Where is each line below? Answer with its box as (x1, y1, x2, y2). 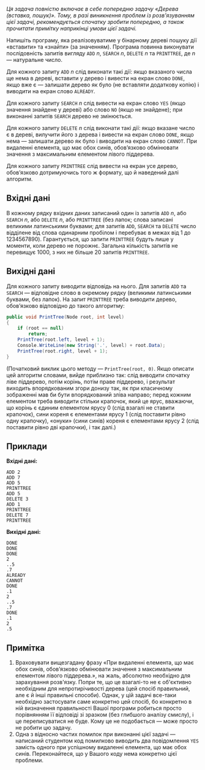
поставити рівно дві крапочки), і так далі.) (6, 423, 116, 431)
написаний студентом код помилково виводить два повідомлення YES (15, 737, 199, 744)
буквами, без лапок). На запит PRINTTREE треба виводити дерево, (6, 295, 177, 303)
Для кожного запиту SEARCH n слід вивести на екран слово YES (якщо (6, 99, 185, 107)
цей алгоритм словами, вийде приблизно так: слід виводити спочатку (6, 371, 190, 379)
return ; (28, 331, 48, 337)
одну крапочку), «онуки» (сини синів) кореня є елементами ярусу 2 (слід (6, 417, 199, 424)
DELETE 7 (6, 512, 29, 519)
